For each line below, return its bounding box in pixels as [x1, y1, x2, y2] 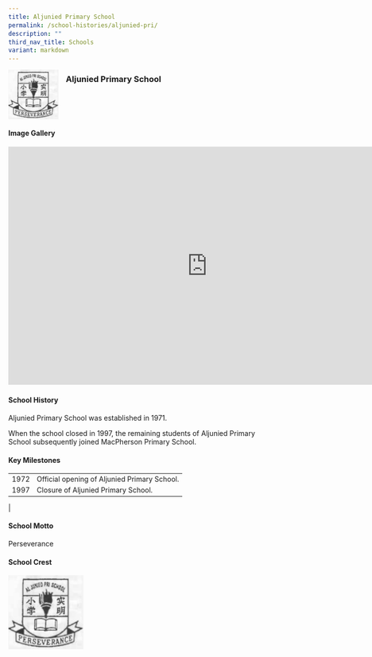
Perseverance [8, 538, 54, 548]
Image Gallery [8, 128, 56, 138]
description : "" [8, 29, 62, 37]
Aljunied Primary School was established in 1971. [8, 414, 168, 423]
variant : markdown [8, 46, 69, 55]
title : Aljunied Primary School [8, 13, 115, 21]
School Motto [8, 521, 54, 531]
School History [8, 395, 59, 405]
